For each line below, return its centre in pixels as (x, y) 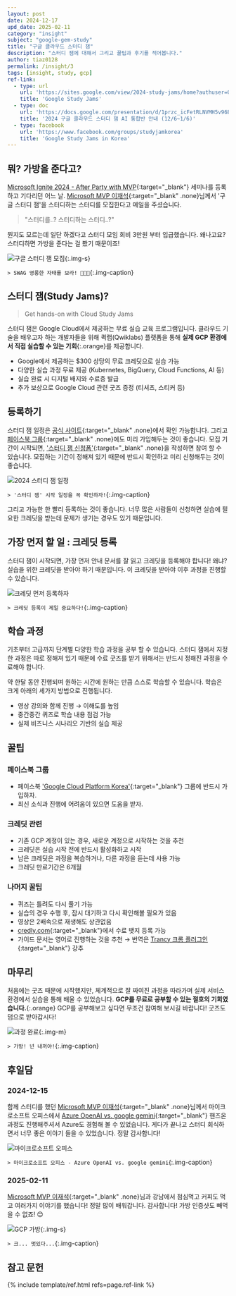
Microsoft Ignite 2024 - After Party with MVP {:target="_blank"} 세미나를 (111, 187)
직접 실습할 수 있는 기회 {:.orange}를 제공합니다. (79, 346)
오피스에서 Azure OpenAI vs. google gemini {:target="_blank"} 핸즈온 (129, 1115)
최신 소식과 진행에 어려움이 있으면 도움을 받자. (80, 804)
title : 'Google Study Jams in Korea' (75, 138)
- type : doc (31, 106)
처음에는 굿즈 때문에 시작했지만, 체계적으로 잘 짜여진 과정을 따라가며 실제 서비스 (116, 991)
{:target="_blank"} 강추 (51, 948)
